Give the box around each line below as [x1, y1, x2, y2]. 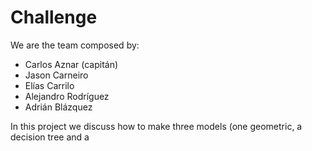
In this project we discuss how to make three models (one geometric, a [10, 120, 303, 132]
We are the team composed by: [10, 39, 140, 51]
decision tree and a [10, 131, 90, 143]
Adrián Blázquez [24, 101, 93, 113]
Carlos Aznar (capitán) [24, 58, 119, 70]
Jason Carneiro [24, 69, 89, 81]
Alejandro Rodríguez [24, 90, 110, 102]
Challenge [10, 6, 98, 29]
